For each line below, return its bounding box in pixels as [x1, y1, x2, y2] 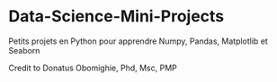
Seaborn [8, 45, 40, 55]
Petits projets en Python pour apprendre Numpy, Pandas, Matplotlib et [8, 36, 269, 46]
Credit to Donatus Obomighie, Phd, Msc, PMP [8, 62, 177, 73]
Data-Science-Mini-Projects [8, 6, 225, 27]
